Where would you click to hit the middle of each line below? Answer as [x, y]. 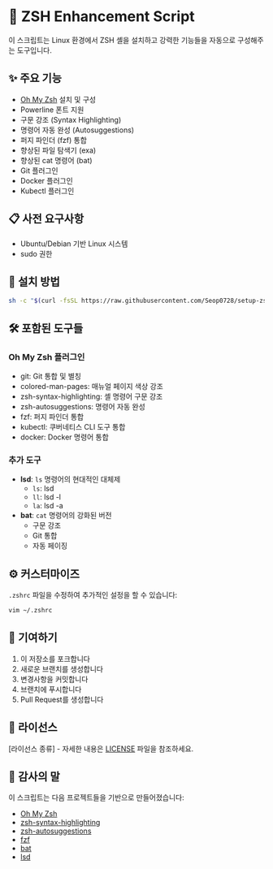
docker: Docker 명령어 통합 [65, 437]
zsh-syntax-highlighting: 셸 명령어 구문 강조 [91, 396]
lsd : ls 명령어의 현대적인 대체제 [70, 479]
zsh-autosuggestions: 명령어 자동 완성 [83, 406]
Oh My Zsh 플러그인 [47, 357]
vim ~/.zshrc [30, 611]
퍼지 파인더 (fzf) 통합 [54, 140]
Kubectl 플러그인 [47, 191]
